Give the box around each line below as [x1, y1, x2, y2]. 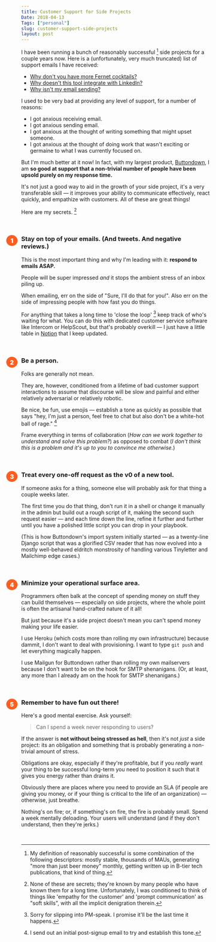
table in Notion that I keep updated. [21, 330, 108, 337]
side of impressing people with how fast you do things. [21, 298, 157, 306]
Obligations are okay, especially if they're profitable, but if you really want [21, 759, 203, 767]
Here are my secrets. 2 [21, 207, 77, 216]
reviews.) [21, 242, 50, 250]
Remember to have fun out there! [21, 698, 120, 707]
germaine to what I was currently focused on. [29, 147, 142, 154]
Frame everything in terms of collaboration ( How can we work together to [21, 431, 203, 439]
